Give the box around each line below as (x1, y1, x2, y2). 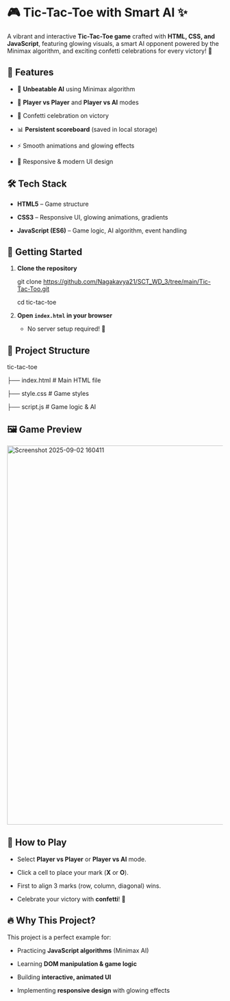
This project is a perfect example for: (7, 933, 112, 941)
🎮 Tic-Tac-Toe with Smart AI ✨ (7, 5, 188, 21)
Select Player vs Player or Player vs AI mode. (16, 855, 146, 863)
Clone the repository (16, 264, 77, 272)
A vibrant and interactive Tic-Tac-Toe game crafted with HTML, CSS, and (7, 32, 216, 40)
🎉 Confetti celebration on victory (16, 111, 110, 119)
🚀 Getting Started (7, 246, 83, 257)
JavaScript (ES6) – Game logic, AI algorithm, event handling (16, 226, 187, 235)
